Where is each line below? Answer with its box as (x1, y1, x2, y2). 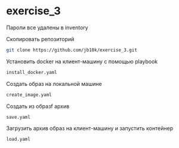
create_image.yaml (6, 91, 52, 98)
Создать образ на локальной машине (6, 80, 103, 87)
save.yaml (6, 114, 31, 120)
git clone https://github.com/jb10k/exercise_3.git (6, 47, 137, 53)
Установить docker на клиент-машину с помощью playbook (6, 58, 158, 65)
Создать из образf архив (6, 103, 70, 110)
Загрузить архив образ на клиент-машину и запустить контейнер (6, 125, 174, 132)
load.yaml (6, 136, 31, 143)
